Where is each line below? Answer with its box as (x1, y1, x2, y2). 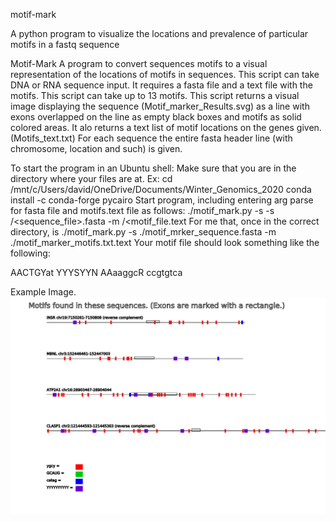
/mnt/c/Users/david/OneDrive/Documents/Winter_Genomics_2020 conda (10, 184, 312, 195)
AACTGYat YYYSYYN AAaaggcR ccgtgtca (10, 267, 183, 278)
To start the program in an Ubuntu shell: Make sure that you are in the (10, 162, 297, 174)
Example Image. (10, 286, 77, 298)
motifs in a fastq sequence (10, 39, 120, 50)
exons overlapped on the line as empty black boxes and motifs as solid (10, 111, 302, 123)
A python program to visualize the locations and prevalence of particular (10, 28, 309, 39)
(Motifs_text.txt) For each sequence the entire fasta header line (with (10, 132, 293, 144)
